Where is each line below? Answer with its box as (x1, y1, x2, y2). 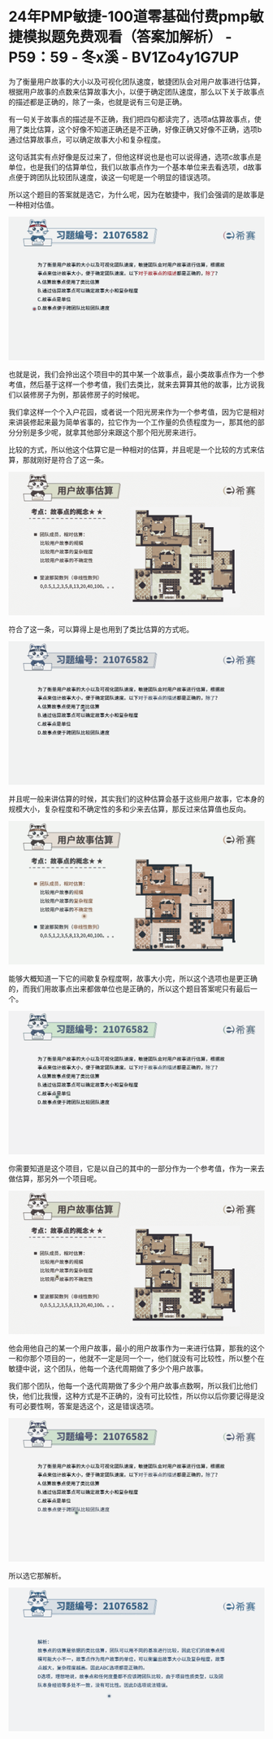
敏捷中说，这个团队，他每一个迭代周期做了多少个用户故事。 (8, 1364, 208, 1373)
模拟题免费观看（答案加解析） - (23, 28, 232, 46)
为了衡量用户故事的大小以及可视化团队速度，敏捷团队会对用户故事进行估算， (8, 77, 265, 86)
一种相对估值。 (8, 200, 58, 209)
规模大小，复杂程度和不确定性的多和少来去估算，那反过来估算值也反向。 (8, 804, 250, 814)
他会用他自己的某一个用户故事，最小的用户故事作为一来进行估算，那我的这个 (8, 1343, 265, 1353)
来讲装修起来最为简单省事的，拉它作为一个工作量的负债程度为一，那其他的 (8, 417, 258, 427)
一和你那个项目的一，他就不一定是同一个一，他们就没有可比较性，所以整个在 (8, 1354, 265, 1364)
